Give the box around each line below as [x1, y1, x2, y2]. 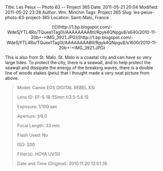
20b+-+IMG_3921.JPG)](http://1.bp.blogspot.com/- [31, 34, 133, 40]
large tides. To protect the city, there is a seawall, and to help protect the [5, 60, 151, 65]
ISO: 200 [17, 142, 35, 147]
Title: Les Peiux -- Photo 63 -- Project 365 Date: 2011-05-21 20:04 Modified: [5, 4, 159, 10]
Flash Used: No [17, 132, 48, 138]
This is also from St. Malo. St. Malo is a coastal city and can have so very [5, 54, 152, 60]
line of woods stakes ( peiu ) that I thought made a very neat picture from [5, 70, 150, 75]
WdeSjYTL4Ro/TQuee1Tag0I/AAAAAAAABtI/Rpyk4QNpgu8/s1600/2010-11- [6, 40, 158, 46]
